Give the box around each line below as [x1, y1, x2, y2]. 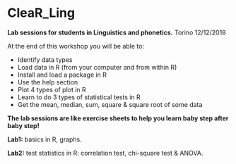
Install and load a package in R [17, 70, 107, 79]
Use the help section [17, 77, 78, 86]
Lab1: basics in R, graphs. [7, 135, 83, 144]
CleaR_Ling [7, 5, 76, 21]
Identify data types [17, 55, 73, 64]
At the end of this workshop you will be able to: [7, 42, 145, 50]
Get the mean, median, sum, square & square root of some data [17, 100, 203, 108]
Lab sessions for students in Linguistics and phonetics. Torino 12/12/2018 [7, 28, 226, 37]
